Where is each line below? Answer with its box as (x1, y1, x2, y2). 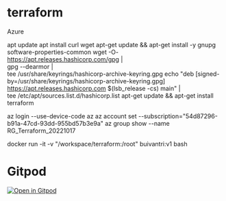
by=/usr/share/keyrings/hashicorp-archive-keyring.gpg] (7, 77, 166, 85)
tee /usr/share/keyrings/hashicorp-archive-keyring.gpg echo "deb (7, 70, 194, 78)
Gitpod (7, 164, 47, 179)
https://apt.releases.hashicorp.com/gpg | (7, 55, 123, 63)
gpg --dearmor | (7, 62, 53, 70)
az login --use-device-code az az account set (7, 111, 137, 120)
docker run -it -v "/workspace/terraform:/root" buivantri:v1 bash (7, 139, 188, 148)
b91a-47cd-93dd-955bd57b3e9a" (7, 119, 104, 127)
